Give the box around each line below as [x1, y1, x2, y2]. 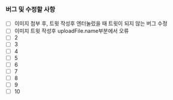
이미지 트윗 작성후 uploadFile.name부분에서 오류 [14, 27, 129, 35]
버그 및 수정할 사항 [5, 5, 56, 13]
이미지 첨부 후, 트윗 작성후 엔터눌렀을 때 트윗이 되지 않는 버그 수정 [14, 20, 168, 27]
